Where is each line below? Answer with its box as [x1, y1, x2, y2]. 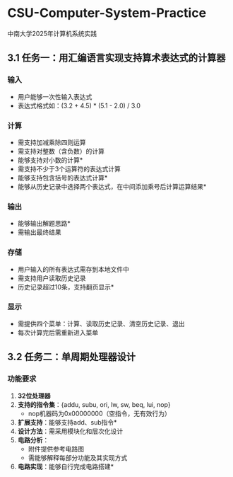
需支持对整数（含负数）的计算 [17, 146, 104, 155]
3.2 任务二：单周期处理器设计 [7, 351, 136, 363]
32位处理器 [17, 391, 51, 400]
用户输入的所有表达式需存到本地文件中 [17, 265, 129, 273]
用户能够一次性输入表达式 [17, 92, 92, 100]
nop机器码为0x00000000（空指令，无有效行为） [28, 409, 171, 418]
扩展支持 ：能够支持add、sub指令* [17, 418, 118, 426]
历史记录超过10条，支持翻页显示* [17, 282, 114, 291]
